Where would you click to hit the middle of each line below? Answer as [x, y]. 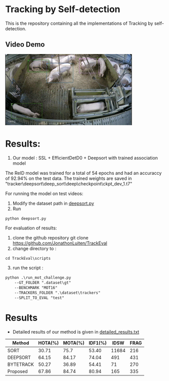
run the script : [28, 268]
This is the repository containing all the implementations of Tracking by [79, 23]
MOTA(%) [74, 343]
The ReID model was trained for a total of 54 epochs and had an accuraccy [83, 173]
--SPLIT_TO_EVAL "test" [39, 298]
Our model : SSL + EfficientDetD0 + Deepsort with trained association [85, 158]
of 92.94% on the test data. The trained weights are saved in [69, 178]
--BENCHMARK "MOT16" [36, 288]
